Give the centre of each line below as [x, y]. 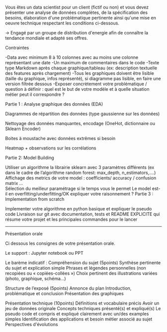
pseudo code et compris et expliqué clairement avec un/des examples [77, 314]
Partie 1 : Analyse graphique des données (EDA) [54, 104]
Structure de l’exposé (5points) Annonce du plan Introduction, [68, 288]
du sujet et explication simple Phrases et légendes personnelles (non [76, 268]
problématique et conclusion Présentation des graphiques [65, 293]
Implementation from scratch [35, 199]
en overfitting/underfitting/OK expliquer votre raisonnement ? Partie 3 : [81, 194]
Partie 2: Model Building [30, 158]
